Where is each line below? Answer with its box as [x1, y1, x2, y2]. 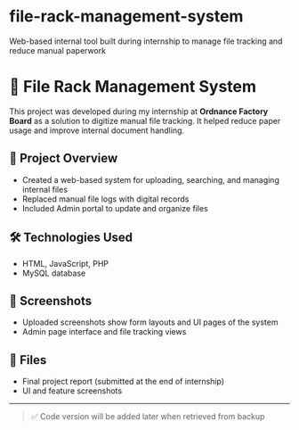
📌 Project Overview [9, 151, 118, 166]
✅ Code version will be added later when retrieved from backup [30, 411, 265, 422]
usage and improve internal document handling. [9, 125, 185, 136]
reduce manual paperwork [9, 45, 107, 55]
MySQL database [21, 268, 86, 278]
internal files [21, 184, 69, 194]
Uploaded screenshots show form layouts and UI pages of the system [21, 317, 279, 327]
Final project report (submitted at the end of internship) [21, 376, 225, 387]
